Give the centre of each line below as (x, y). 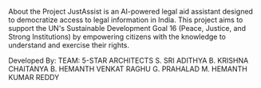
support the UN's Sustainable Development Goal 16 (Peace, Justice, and (127, 28)
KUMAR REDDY (34, 77)
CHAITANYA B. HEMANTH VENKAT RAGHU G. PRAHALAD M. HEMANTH (128, 69)
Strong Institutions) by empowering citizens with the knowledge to (117, 36)
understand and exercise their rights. (69, 45)
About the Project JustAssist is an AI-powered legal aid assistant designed (131, 11)
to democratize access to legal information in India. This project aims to (126, 20)
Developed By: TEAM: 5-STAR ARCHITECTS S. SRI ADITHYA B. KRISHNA (129, 60)
